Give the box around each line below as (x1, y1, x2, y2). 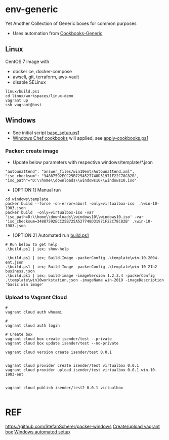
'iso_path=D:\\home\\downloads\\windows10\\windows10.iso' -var (5, 214, 144, 219)
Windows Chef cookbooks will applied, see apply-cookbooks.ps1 (12, 135, 148, 141)
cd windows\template (5, 197, 49, 202)
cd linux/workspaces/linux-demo (5, 93, 73, 99)
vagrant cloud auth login (5, 323, 60, 328)
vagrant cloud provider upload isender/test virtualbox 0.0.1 (5, 367, 139, 373)
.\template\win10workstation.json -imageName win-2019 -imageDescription (5, 277, 164, 282)
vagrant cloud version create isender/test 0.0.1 (5, 350, 112, 355)
